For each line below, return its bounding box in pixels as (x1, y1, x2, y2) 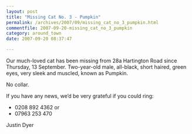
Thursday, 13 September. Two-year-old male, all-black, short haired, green (6, 63, 187, 71)
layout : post (6, 8, 38, 15)
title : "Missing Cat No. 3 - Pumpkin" (6, 14, 101, 20)
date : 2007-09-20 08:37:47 (6, 36, 72, 42)
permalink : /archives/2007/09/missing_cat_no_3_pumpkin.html (6, 19, 159, 25)
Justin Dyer (6, 122, 34, 128)
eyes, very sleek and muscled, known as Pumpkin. (6, 70, 128, 76)
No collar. (6, 81, 29, 88)
